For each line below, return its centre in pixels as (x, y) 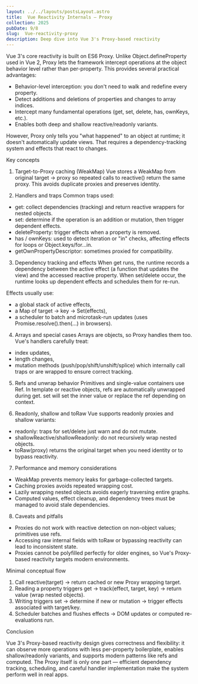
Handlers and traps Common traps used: (64, 195)
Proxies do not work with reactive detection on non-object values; (95, 528)
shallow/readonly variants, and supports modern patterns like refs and (92, 656)
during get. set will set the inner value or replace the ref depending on (100, 396)
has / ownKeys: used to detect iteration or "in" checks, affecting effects (102, 238)
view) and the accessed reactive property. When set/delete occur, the (100, 275)
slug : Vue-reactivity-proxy (42, 34)
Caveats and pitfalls (39, 516)
